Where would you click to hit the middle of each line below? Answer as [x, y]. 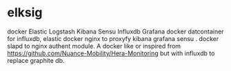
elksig [25, 13]
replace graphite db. [36, 60]
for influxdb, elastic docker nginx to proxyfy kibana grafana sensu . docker [113, 38]
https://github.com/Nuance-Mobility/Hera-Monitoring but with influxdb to [111, 53]
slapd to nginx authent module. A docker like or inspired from [94, 46]
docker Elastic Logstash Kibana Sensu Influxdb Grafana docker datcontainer [115, 31]
